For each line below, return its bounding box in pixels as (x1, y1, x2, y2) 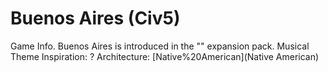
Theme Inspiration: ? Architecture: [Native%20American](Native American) (10, 50, 320, 62)
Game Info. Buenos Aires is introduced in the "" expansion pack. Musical (10, 40, 310, 52)
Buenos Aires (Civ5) (10, 7, 181, 30)
